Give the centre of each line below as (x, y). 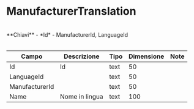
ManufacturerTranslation (71, 11)
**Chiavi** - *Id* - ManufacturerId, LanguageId (67, 34)
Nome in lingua (82, 96)
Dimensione (146, 56)
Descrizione (81, 56)
